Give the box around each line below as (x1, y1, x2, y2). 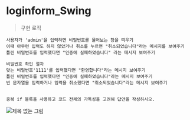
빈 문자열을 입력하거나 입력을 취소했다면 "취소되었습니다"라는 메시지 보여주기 (6, 79, 168, 86)
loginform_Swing (6, 4, 91, 18)
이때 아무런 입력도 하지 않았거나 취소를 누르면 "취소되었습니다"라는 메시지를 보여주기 (6, 43, 185, 49)
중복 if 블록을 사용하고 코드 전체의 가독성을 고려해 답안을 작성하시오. (6, 96, 155, 102)
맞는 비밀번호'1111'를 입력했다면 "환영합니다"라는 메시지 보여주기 (6, 67, 146, 73)
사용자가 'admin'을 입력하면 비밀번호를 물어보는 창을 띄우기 (6, 37, 134, 43)
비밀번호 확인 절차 (6, 61, 44, 67)
